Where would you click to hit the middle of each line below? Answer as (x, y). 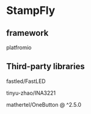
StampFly (31, 11)
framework (27, 33)
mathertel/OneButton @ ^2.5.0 (44, 104)
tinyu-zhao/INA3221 (31, 93)
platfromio (19, 47)
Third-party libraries (45, 66)
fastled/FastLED (26, 81)
